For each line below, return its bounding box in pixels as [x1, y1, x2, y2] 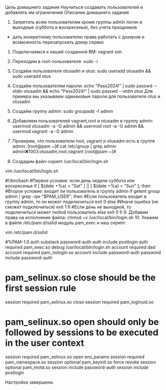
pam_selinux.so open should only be [5, 317, 159, 328]
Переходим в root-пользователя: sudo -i [12, 58, 98, 64]
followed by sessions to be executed [5, 327, 159, 338]
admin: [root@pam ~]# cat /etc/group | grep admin [12, 143, 116, 149]
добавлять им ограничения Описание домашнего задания [5, 9, 129, 15]
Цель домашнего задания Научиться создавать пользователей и [5, 4, 143, 10]
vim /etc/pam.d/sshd [5, 229, 48, 235]
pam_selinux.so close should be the [5, 272, 156, 283]
